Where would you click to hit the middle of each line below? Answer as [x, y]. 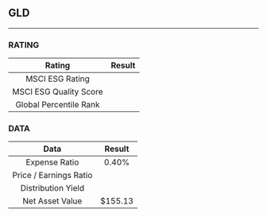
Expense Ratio [52, 162]
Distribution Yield [52, 188]
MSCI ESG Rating [57, 79]
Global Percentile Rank [58, 105]
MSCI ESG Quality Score [58, 92]
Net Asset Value [52, 201]
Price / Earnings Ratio [52, 176]
